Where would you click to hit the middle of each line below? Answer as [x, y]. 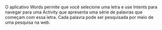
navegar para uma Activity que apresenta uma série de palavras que [74, 12]
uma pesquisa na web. [28, 22]
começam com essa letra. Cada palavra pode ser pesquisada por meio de [79, 17]
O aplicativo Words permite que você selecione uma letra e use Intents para [81, 7]
